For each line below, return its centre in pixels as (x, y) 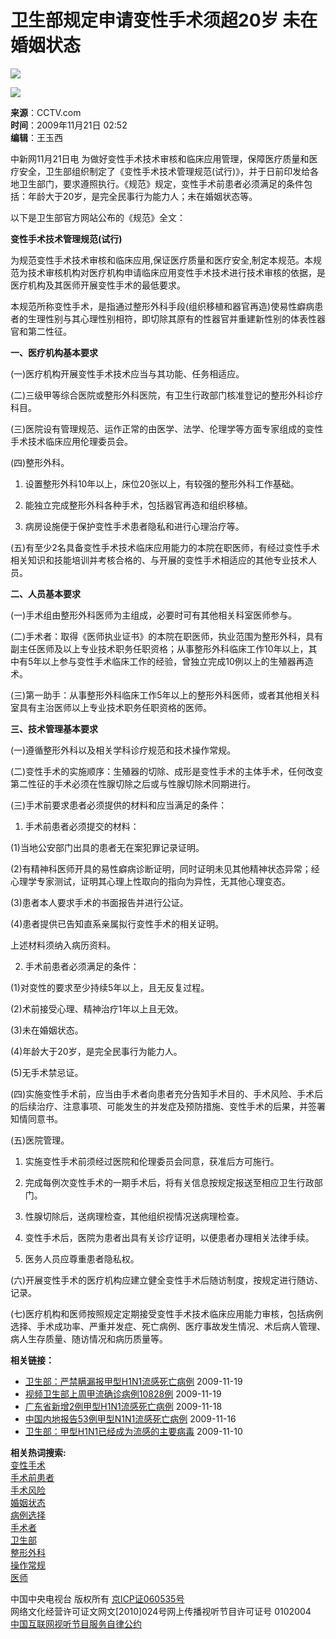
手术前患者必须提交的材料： (82, 826)
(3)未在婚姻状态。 (47, 1030)
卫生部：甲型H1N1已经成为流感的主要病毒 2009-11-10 (133, 1431)
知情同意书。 (36, 1118)
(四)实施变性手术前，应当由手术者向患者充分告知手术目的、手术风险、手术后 (167, 1093)
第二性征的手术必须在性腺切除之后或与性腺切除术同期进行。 (133, 783)
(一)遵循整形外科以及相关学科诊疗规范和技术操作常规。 (123, 750)
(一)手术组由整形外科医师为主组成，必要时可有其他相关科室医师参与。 (154, 615)
